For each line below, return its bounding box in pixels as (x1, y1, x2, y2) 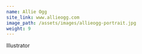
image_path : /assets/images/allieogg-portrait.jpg (6, 20, 137, 26)
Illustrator (6, 42, 30, 49)
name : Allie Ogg (6, 8, 47, 15)
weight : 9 (6, 25, 31, 32)
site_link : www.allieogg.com (6, 14, 80, 20)
